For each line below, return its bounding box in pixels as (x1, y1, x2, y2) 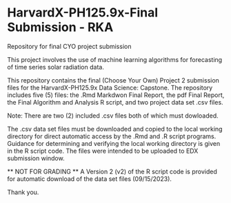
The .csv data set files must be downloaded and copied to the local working (7, 125, 223, 133)
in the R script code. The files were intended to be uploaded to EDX (7, 147, 199, 155)
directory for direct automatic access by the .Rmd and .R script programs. (7, 132, 217, 140)
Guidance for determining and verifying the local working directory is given (7, 139, 221, 147)
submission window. (7, 153, 65, 162)
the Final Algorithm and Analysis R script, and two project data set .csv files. (7, 98, 223, 106)
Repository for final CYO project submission (7, 42, 132, 50)
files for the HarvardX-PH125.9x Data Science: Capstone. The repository (7, 83, 213, 92)
